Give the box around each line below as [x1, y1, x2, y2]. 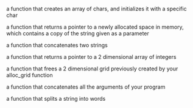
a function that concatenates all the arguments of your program [6, 83, 166, 90]
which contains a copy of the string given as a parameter [6, 30, 149, 37]
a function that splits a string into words [6, 95, 106, 102]
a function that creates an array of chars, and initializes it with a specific [6, 5, 187, 12]
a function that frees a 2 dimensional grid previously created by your [6, 65, 178, 72]
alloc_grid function [6, 72, 53, 78]
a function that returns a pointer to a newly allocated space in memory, [6, 24, 184, 30]
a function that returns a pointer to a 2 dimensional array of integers [6, 53, 177, 60]
